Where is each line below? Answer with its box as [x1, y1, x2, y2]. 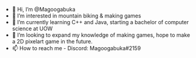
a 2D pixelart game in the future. [11, 38, 93, 45]
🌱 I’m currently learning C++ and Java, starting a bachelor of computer [11, 19, 189, 25]
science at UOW [11, 25, 53, 32]
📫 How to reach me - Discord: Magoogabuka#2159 [11, 45, 141, 51]
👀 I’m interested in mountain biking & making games [11, 12, 142, 19]
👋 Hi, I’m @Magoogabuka [11, 6, 76, 13]
